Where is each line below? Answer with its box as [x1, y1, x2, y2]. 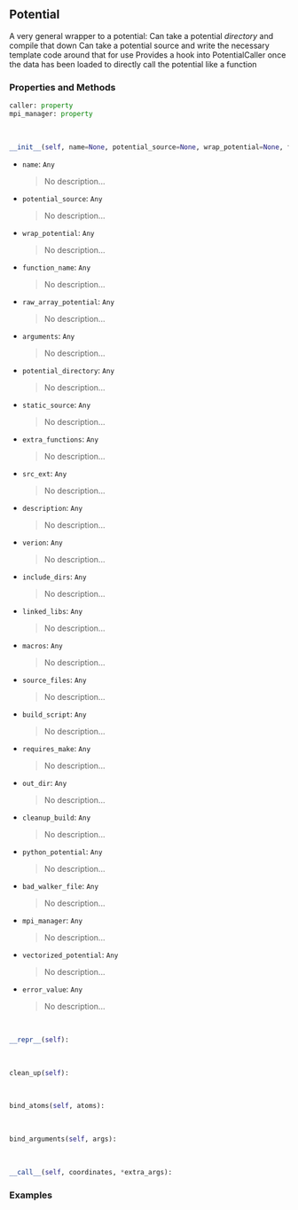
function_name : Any [21, 262, 91, 272]
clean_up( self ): [9, 1068, 69, 1077]
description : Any [21, 502, 83, 513]
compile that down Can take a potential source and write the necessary [9, 40, 270, 51]
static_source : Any [21, 399, 91, 410]
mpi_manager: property [9, 109, 93, 118]
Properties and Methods [9, 81, 116, 93]
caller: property [9, 101, 74, 110]
